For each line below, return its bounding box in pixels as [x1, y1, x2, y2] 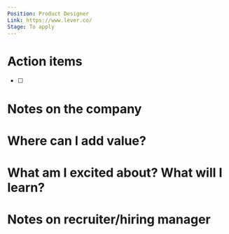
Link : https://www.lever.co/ [7, 17, 92, 24]
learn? [7, 180, 46, 196]
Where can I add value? [7, 133, 147, 149]
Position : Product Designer [7, 10, 90, 17]
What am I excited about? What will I [7, 165, 223, 180]
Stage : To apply [7, 23, 55, 30]
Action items [7, 53, 83, 69]
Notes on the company [7, 101, 142, 117]
